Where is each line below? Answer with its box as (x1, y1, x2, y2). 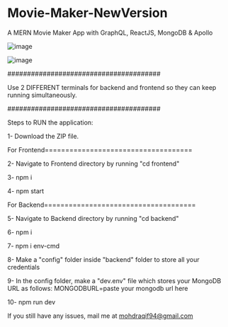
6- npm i (7, 228, 33, 236)
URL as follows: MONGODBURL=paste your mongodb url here (7, 284, 189, 292)
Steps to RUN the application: (7, 118, 93, 127)
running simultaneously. (7, 91, 77, 99)
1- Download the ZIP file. (7, 132, 79, 140)
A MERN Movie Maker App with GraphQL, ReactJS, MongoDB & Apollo (7, 28, 213, 37)
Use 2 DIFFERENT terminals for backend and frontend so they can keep (7, 83, 217, 91)
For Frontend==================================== (7, 145, 193, 154)
